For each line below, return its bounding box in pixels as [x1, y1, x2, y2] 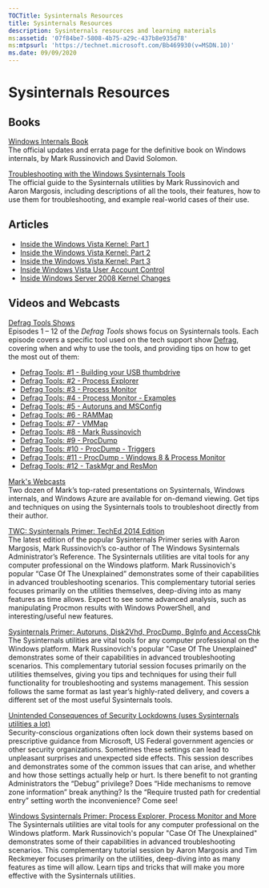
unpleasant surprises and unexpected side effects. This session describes [8, 753, 254, 762]
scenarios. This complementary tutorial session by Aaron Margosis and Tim [8, 845, 258, 854]
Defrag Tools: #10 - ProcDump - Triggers [19, 444, 156, 454]
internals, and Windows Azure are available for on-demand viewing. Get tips [8, 494, 260, 503]
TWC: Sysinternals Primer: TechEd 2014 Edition [8, 526, 165, 535]
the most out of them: [8, 352, 80, 361]
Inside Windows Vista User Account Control [19, 264, 165, 274]
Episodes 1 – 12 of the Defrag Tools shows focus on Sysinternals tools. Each [8, 326, 259, 336]
